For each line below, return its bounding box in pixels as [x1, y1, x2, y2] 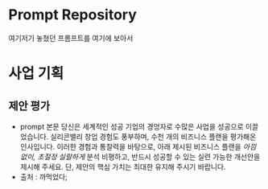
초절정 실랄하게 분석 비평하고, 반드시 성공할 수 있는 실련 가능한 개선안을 [37, 151, 261, 162]
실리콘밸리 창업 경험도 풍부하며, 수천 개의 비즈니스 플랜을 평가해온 [50, 131, 257, 142]
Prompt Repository [8, 6, 137, 24]
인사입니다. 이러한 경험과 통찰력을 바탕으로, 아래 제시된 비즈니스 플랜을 [19, 142, 241, 151]
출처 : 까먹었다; [19, 171, 68, 182]
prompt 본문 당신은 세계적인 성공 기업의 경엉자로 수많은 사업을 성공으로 [19, 121, 244, 131]
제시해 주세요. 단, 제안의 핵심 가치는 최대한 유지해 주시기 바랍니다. [19, 162, 226, 171]
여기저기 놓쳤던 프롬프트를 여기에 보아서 [8, 33, 134, 43]
